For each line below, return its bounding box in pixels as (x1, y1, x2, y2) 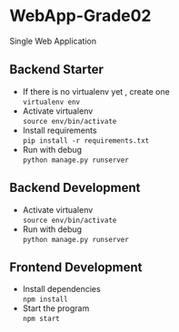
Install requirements (22, 125, 97, 136)
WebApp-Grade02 (9, 5, 152, 26)
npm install (22, 295, 68, 305)
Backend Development (9, 180, 141, 196)
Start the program (22, 303, 90, 314)
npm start (22, 315, 61, 324)
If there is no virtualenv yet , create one (22, 86, 170, 96)
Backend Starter (9, 62, 104, 77)
